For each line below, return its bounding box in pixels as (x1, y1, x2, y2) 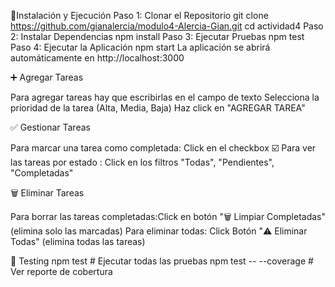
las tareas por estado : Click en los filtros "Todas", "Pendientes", (10, 156, 275, 168)
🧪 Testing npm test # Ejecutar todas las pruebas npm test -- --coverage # (10, 255, 314, 267)
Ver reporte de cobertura (10, 266, 113, 277)
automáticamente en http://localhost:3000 (10, 52, 185, 64)
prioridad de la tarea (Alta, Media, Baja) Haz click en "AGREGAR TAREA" (10, 102, 306, 114)
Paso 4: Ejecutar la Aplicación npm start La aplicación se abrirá (10, 41, 271, 53)
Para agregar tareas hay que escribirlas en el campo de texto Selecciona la (10, 91, 320, 103)
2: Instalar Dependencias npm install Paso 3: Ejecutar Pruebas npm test (10, 31, 305, 42)
